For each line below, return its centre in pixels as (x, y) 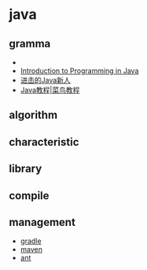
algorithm (33, 115)
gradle (31, 241)
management (42, 222)
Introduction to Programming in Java (79, 71)
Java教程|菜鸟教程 (50, 90)
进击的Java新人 (46, 80)
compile (29, 196)
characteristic (44, 142)
